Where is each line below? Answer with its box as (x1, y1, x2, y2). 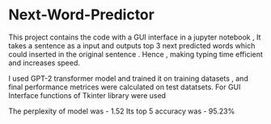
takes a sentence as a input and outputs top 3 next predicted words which (8, 40, 256, 50)
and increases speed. (8, 58, 81, 68)
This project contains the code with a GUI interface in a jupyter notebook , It (8, 32, 261, 42)
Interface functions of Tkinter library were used (8, 90, 167, 100)
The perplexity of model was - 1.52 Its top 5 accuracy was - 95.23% (8, 106, 235, 116)
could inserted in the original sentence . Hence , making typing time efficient (8, 49, 263, 59)
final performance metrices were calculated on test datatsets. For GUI (8, 82, 241, 92)
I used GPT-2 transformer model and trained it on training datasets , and (8, 73, 248, 83)
